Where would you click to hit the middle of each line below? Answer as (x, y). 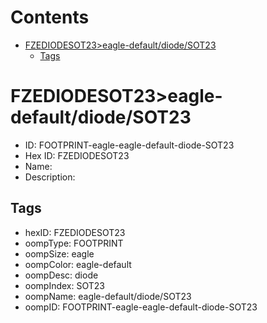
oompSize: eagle (59, 253)
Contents (50, 17)
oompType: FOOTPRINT (74, 243)
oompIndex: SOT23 (64, 285)
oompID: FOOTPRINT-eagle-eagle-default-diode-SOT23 (141, 307)
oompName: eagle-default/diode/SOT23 (108, 296)
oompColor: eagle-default (78, 264)
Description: (50, 177)
